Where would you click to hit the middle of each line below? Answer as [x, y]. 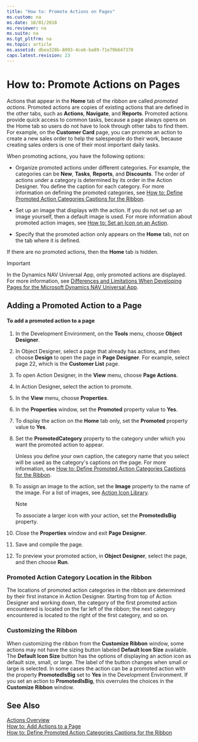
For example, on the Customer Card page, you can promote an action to [95, 132]
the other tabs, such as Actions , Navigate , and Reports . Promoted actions [97, 113]
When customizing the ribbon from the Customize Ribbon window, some [95, 643]
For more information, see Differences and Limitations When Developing [94, 281]
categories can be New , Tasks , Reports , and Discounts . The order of [100, 174]
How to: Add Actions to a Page [44, 726]
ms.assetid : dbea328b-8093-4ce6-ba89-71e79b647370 [70, 50]
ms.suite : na [23, 34]
